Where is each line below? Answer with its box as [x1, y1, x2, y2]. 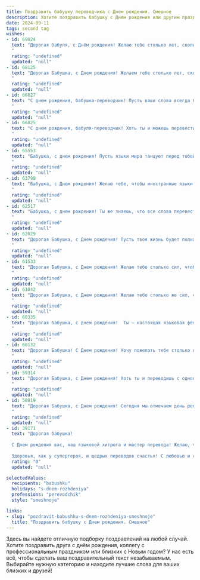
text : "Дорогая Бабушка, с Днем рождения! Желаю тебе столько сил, [11, 264, 183, 271]
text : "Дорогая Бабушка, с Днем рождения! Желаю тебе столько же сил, [11, 292, 190, 298]
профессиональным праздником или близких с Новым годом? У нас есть [6, 548, 194, 556]
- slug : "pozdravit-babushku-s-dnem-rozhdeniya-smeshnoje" [6, 513, 156, 520]
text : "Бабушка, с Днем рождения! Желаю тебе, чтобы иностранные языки [11, 181, 193, 187]
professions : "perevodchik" [11, 492, 82, 498]
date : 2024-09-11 [6, 20, 49, 26]
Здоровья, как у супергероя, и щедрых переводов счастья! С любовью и [11, 453, 190, 459]
